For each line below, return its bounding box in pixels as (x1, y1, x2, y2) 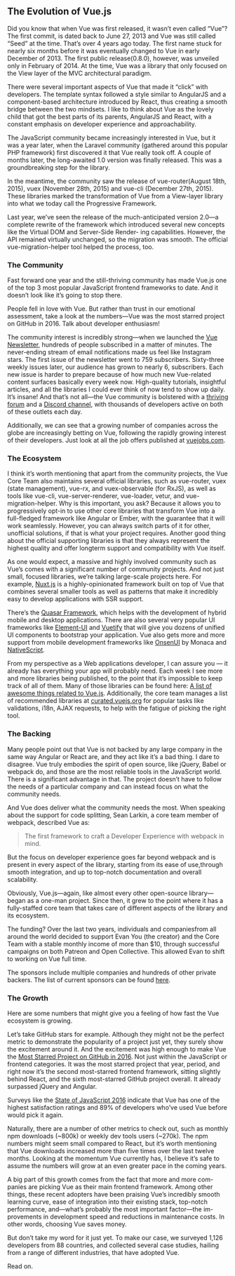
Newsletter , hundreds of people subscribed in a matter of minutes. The (7, 340, 213, 349)
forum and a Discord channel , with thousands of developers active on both (7, 400, 223, 409)
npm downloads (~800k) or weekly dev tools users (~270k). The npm (7, 1132, 208, 1140)
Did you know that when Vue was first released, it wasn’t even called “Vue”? (7, 24, 228, 32)
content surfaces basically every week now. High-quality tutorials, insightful (7, 378, 227, 387)
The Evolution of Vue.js (7, 6, 112, 18)
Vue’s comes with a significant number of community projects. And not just (7, 565, 224, 574)
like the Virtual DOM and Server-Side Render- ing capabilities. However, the (7, 227, 226, 236)
